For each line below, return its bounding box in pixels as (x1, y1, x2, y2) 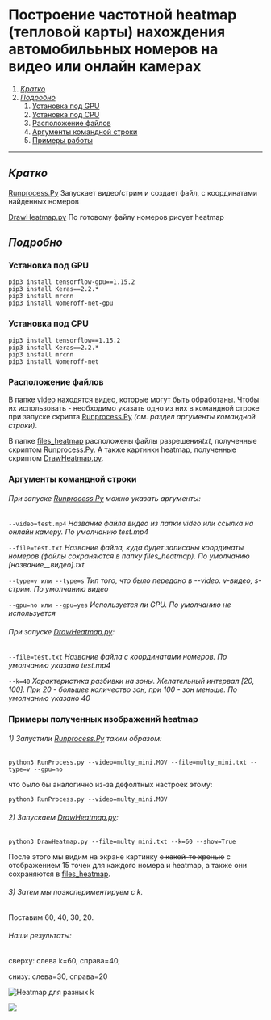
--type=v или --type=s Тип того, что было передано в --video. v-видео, (8, 575, 253, 585)
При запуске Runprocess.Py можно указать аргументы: (8, 493, 202, 503)
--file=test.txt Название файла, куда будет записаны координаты (8, 543, 244, 553)
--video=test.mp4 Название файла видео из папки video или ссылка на (8, 519, 254, 529)
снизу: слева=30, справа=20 (8, 972, 108, 981)
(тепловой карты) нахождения (8, 23, 226, 41)
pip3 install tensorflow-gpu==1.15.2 (8, 278, 135, 286)
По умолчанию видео (33, 584, 109, 594)
